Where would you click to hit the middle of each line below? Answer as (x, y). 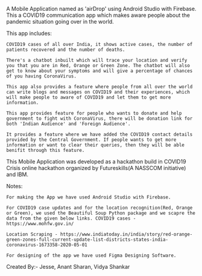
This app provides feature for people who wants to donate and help (94, 113)
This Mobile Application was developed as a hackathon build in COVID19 (96, 162)
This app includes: (29, 33)
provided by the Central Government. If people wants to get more (91, 140)
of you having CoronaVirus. (42, 76)
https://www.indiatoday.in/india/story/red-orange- (126, 234)
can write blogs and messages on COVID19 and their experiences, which (98, 92)
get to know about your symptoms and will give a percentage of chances (99, 71)
